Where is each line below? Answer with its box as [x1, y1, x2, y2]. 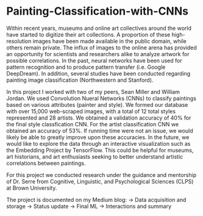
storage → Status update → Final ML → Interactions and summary [6, 203, 172, 210]
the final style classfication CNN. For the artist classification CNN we [6, 120, 179, 128]
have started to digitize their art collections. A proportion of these [6, 31, 171, 38]
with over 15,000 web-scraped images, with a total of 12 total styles [6, 107, 176, 115]
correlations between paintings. [6, 159, 87, 167]
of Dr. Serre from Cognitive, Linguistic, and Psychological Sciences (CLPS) [6, 178, 194, 185]
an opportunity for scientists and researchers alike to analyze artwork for [6, 50, 190, 57]
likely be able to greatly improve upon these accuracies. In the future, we [6, 133, 190, 141]
